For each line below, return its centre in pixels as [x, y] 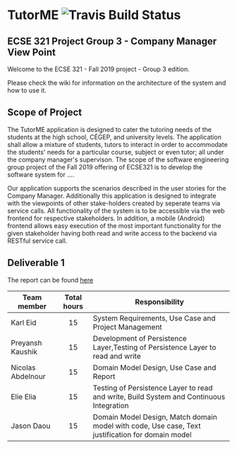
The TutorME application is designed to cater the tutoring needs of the [110, 129]
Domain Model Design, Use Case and [154, 367]
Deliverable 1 [36, 263]
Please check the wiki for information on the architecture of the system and [117, 83]
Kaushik [24, 352]
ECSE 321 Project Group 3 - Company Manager [112, 41]
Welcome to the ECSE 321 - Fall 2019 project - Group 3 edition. [98, 69]
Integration [111, 405]
